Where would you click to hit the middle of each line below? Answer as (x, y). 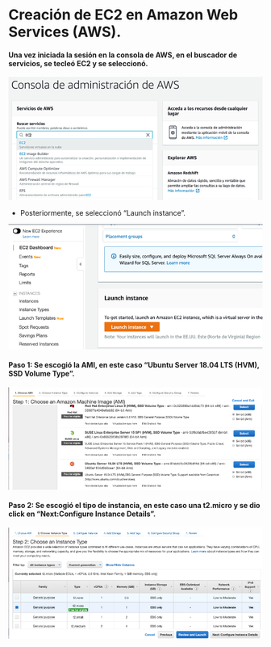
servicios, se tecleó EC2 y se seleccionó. (78, 63)
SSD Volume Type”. (42, 374)
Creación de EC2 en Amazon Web (123, 15)
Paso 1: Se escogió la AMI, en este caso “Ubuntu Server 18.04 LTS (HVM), (134, 365)
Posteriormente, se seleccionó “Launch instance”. (103, 213)
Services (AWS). (65, 32)
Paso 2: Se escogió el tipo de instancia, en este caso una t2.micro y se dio (134, 506)
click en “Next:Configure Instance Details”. (82, 514)
